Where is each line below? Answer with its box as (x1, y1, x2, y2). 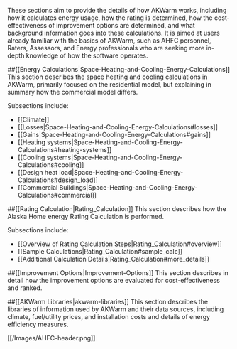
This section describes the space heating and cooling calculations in (7, 73, 208, 81)
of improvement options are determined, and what (48, 21, 195, 29)
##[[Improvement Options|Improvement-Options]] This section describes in (7, 269, 228, 276)
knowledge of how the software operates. (26, 51, 148, 60)
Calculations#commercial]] (17, 191, 97, 199)
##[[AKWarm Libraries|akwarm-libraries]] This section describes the (7, 298, 208, 306)
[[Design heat (17, 168, 58, 176)
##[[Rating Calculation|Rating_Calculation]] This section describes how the (7, 205, 227, 213)
